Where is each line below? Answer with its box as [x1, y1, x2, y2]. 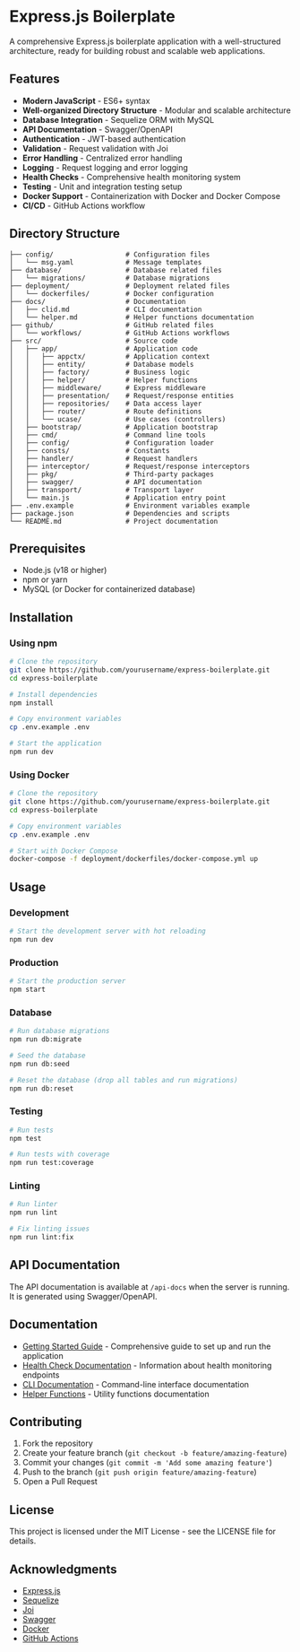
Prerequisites [9, 541, 86, 556]
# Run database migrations [9, 1027, 110, 1036]
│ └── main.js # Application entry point [9, 493, 227, 502]
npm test [9, 1134, 42, 1143]
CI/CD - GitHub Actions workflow [21, 200, 146, 211]
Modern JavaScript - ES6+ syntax [21, 95, 150, 106]
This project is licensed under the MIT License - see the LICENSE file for [9, 1526, 276, 1537]
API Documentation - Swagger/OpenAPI [21, 124, 173, 135]
